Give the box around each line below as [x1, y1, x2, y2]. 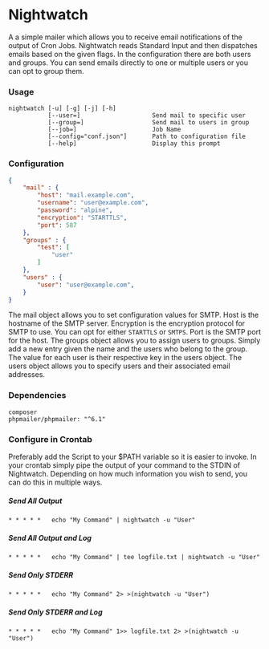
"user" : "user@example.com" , [37, 281, 135, 289]
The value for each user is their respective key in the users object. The [8, 353, 243, 363]
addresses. [8, 370, 46, 379]
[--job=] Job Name [47, 126, 181, 134]
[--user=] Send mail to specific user [47, 112, 247, 120]
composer [8, 408, 38, 416]
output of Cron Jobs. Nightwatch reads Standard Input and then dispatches [8, 40, 259, 50]
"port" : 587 [37, 221, 78, 229]
